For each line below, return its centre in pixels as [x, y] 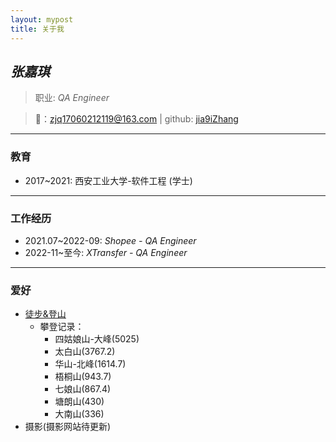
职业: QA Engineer [72, 98]
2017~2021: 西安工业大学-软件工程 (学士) [108, 180]
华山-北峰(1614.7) [90, 364]
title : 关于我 [37, 29]
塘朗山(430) [79, 402]
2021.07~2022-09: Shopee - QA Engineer [110, 240]
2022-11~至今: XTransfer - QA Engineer [106, 252]
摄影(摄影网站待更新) [68, 427]
